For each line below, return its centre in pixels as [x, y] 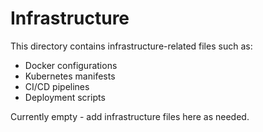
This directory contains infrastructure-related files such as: [131, 46]
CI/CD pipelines [57, 86]
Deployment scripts [65, 97]
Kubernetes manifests [70, 76]
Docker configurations [71, 65]
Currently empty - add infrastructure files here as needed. [130, 116]
